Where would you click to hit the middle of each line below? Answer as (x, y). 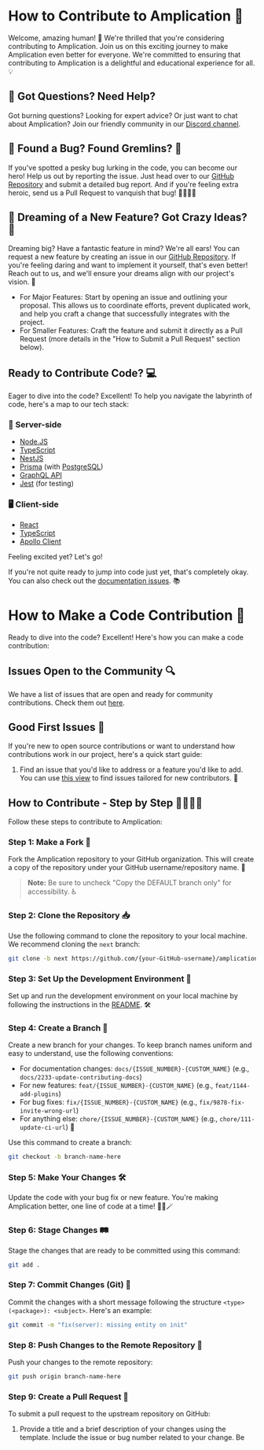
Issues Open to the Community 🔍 (92, 672)
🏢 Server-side (35, 425)
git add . (24, 1265)
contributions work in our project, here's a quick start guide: (105, 755)
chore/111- (237, 1120)
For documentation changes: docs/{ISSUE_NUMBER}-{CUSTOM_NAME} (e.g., (134, 1068)
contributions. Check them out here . (67, 703)
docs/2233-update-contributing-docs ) (81, 1077)
